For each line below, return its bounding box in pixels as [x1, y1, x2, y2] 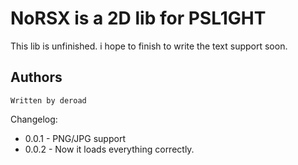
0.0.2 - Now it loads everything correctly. [24, 143, 195, 155]
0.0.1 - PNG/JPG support [24, 132, 126, 144]
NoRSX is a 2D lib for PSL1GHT [10, 7, 267, 30]
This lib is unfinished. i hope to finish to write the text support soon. [10, 40, 288, 52]
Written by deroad [10, 95, 87, 106]
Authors [10, 69, 63, 86]
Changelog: [10, 113, 58, 125]
